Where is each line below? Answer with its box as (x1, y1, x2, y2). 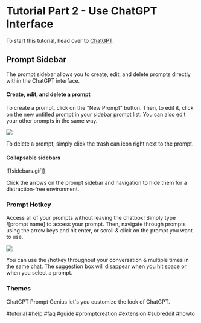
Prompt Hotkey (6, 200, 51, 209)
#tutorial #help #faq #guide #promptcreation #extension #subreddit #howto (6, 310, 195, 317)
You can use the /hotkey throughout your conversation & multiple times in (6, 257, 189, 264)
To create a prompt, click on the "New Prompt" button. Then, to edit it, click (6, 104, 194, 111)
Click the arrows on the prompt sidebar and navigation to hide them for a (6, 179, 187, 187)
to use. (6, 234, 24, 241)
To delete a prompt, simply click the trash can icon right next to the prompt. (6, 140, 194, 147)
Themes (6, 284, 31, 293)
